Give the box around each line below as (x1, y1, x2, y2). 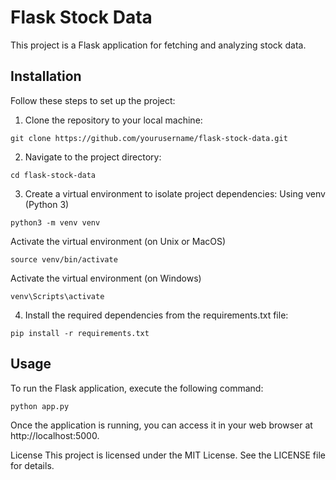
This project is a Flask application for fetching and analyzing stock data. (10, 39, 307, 51)
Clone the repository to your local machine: (24, 114, 203, 126)
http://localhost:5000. (10, 429, 100, 441)
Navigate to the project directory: (24, 151, 162, 163)
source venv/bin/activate (10, 254, 118, 265)
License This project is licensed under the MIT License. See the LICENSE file (10, 449, 326, 461)
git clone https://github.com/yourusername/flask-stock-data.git (10, 133, 288, 143)
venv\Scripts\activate (10, 291, 105, 301)
